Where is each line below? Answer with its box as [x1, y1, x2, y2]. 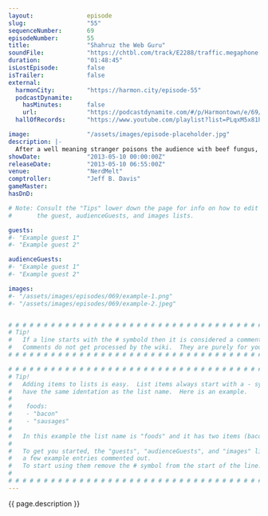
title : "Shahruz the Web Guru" [8, 42, 166, 50]
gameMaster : [8, 182, 48, 190]
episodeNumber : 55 [8, 34, 94, 42]
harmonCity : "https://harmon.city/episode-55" [15, 86, 202, 94]
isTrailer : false [8, 71, 105, 79]
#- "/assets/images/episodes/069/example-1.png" [8, 292, 173, 300]
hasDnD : [8, 190, 34, 198]
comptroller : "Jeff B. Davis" [8, 175, 141, 183]
